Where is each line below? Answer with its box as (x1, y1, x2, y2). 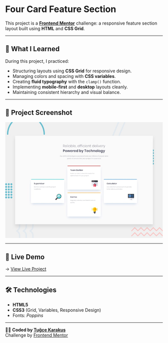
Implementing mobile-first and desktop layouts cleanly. (12, 84, 128, 90)
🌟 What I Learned (5, 45, 60, 53)
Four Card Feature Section (5, 4, 116, 15)
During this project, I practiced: (5, 58, 69, 64)
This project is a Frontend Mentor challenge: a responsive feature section (5, 20, 157, 26)
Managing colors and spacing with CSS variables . (12, 73, 116, 79)
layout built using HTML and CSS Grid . (5, 25, 85, 31)
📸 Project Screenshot (5, 108, 72, 117)
